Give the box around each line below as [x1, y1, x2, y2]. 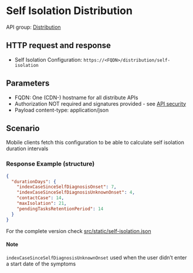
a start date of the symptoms [6, 260, 76, 267]
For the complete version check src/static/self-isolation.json [6, 227, 151, 234]
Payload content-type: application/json [14, 106, 109, 113]
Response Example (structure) [6, 160, 95, 168]
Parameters [6, 78, 50, 89]
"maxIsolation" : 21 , [16, 201, 67, 207]
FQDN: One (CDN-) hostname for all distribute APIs [14, 94, 138, 101]
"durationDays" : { [11, 178, 57, 184]
